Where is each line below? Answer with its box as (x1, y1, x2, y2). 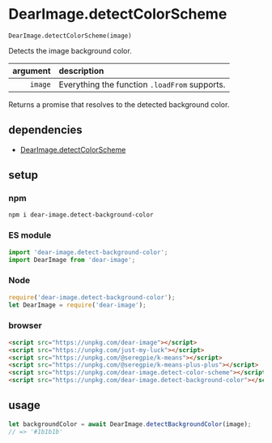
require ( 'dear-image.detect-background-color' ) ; (8, 293, 176, 301)
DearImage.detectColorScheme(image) (8, 32, 132, 40)
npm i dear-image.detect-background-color (8, 211, 154, 219)
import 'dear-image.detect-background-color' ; (8, 248, 168, 256)
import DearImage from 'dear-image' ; (8, 256, 136, 264)
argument (12, 65, 51, 76)
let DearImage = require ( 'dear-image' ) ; (8, 301, 147, 309)
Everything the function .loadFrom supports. (58, 79, 226, 90)
